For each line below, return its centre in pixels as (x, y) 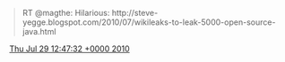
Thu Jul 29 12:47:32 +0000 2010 (69, 49)
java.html (39, 31)
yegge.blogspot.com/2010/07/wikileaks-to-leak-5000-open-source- (149, 22)
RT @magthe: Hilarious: (66, 13)
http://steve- (135, 13)
